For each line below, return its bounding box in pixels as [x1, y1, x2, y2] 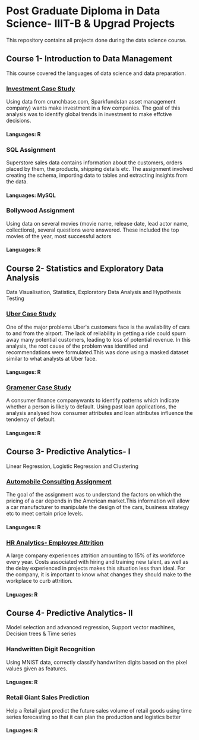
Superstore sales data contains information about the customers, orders [6, 159, 182, 166]
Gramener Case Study [6, 383, 71, 392]
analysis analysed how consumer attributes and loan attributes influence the [6, 410, 193, 417]
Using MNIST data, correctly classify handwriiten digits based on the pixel [6, 658, 188, 666]
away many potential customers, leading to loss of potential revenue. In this [6, 336, 191, 343]
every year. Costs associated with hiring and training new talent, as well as [6, 558, 189, 566]
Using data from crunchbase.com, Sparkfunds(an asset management [6, 98, 176, 105]
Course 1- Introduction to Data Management [6, 54, 172, 64]
